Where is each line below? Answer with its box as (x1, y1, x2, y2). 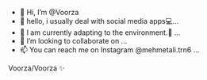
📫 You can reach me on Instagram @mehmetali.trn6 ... (19, 45, 200, 55)
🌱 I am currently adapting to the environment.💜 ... (19, 28, 181, 37)
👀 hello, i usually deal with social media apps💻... (19, 17, 179, 25)
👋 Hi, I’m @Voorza (19, 8, 79, 17)
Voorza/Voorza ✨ (8, 63, 65, 73)
